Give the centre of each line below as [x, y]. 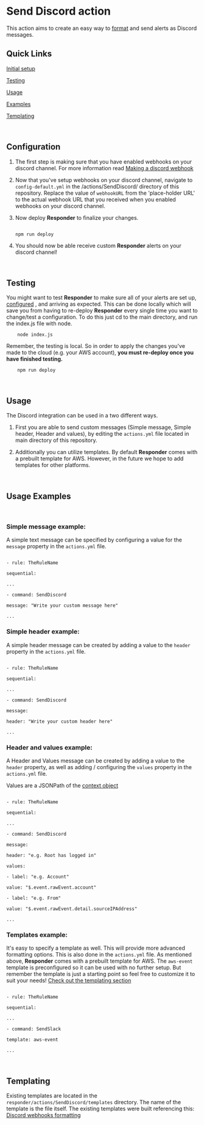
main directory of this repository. [56, 440]
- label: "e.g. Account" [38, 877]
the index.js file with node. [39, 324]
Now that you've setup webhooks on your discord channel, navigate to [104, 180]
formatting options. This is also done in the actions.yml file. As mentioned [99, 955]
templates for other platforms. [52, 465]
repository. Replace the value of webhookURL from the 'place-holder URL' [105, 193]
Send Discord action [59, 11]
